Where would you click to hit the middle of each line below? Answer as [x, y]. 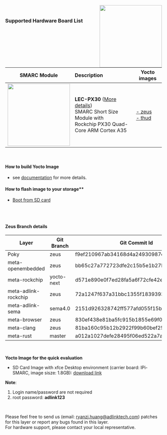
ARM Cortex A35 [107, 130]
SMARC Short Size [96, 112]
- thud [144, 118]
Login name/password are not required [52, 392]
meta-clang [22, 327]
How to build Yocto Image [32, 166]
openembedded [26, 269]
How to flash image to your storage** [44, 189]
